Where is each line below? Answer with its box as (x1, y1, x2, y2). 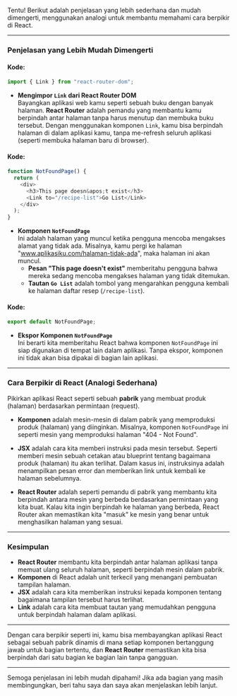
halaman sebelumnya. (17, 474, 82, 482)
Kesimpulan (7, 541, 49, 551)
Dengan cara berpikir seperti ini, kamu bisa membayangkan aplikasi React (7, 630, 222, 639)
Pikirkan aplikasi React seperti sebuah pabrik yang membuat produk (7, 394, 207, 402)
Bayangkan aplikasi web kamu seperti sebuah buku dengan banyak (17, 99, 214, 107)
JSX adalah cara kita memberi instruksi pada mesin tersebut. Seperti (17, 444, 217, 452)
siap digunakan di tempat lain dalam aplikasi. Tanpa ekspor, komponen (17, 346, 224, 355)
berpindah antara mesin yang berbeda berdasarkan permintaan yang (17, 495, 219, 503)
